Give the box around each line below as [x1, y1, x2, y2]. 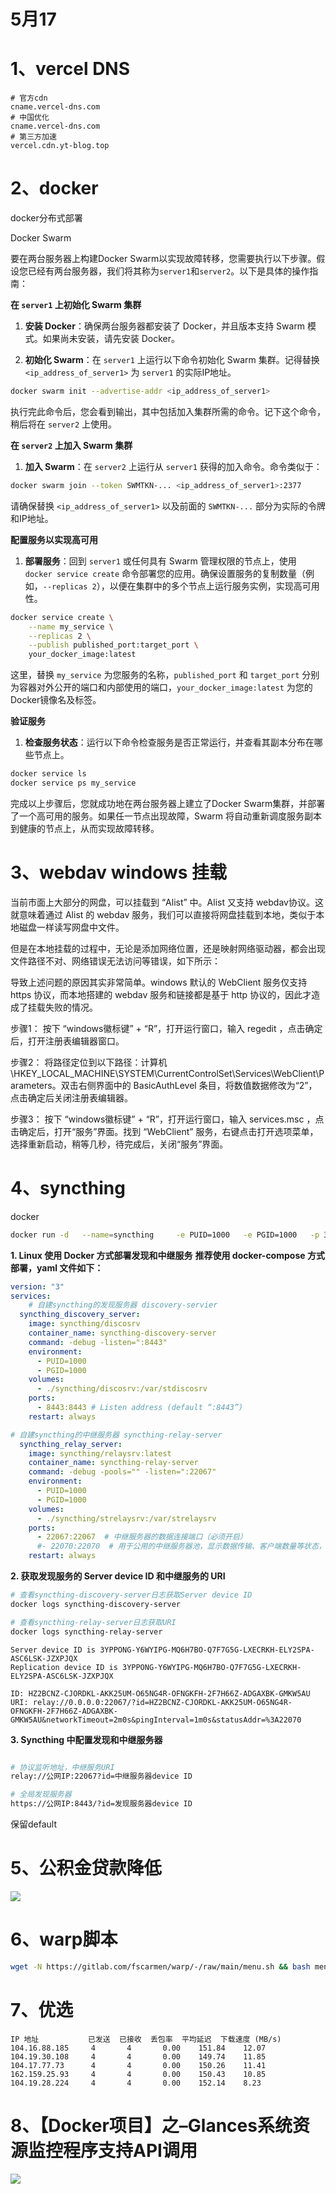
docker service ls [10, 769, 87, 779]
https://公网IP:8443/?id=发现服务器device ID [10, 1799, 193, 1809]
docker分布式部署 [10, 212, 83, 224]
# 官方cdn [10, 93, 48, 104]
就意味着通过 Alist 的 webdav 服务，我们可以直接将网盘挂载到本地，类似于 [10, 908, 317, 920]
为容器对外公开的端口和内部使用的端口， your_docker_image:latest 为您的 [10, 681, 313, 694]
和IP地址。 [10, 512, 54, 524]
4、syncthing [10, 1177, 126, 1200]
